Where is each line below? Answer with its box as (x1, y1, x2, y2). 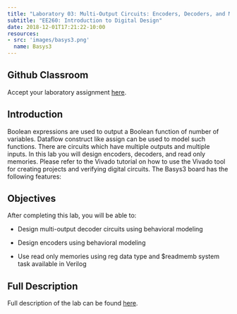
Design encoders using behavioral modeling (17, 238, 146, 247)
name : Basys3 (13, 43, 52, 50)
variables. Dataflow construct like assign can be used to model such (7, 135, 206, 143)
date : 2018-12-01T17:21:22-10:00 (7, 23, 106, 30)
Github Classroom (7, 69, 89, 81)
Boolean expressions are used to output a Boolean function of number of (7, 127, 219, 135)
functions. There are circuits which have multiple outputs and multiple (7, 142, 210, 150)
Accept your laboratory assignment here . (7, 87, 127, 96)
